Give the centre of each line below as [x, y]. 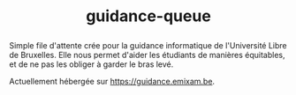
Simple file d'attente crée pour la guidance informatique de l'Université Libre [148, 46]
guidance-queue [148, 16]
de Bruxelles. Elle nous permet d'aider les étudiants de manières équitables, [147, 55]
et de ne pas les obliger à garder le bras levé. [91, 64]
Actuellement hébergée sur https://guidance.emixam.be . [112, 82]
